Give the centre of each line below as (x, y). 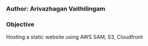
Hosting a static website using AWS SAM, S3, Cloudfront (75, 37)
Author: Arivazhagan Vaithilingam (56, 9)
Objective (20, 24)
